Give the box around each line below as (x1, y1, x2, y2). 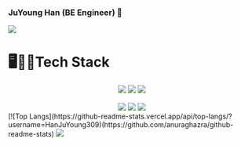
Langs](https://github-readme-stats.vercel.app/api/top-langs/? (29, 111, 233, 121)
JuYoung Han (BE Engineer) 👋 (8, 7, 123, 18)
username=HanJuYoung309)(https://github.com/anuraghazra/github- (8, 120, 234, 130)
